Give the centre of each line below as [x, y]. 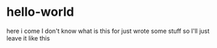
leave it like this [28, 38]
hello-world [41, 12]
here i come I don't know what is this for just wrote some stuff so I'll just [108, 31]
